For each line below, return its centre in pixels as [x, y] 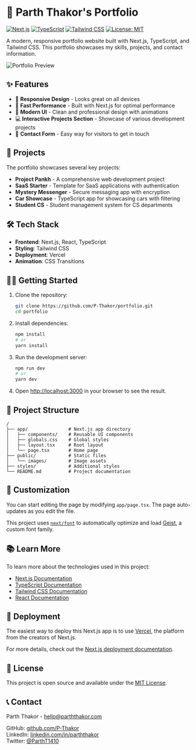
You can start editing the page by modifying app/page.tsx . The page [91, 504]
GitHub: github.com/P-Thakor [43, 728]
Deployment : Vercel [40, 255]
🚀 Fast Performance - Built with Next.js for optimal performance [95, 105]
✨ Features [27, 84]
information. [21, 53]
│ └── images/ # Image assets [56, 461]
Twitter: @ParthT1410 [33, 741]
